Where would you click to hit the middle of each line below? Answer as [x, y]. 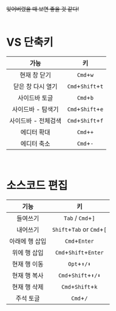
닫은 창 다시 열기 [35, 86]
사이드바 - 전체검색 [36, 121]
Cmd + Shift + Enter [80, 252]
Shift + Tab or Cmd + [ [80, 229]
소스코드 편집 [37, 186]
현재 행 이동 [28, 264]
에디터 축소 [35, 143]
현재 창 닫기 [36, 75]
